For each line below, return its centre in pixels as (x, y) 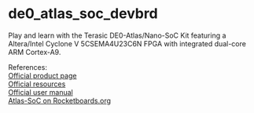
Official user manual (40, 92)
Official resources (37, 84)
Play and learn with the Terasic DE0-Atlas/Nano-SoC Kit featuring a (117, 35)
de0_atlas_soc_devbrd (83, 14)
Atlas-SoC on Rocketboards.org (60, 100)
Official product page (42, 75)
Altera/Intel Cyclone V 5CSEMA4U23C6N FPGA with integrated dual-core (127, 43)
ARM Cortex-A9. (35, 52)
